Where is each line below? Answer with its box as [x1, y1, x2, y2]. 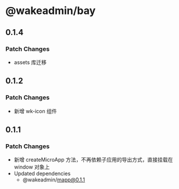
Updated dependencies [13, 170, 71, 177]
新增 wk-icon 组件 [13, 107, 57, 114]
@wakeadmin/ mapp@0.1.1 [22, 176, 85, 183]
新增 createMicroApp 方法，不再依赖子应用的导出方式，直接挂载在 [13, 156, 173, 163]
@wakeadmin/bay [5, 4, 96, 17]
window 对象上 [13, 163, 50, 170]
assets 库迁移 [13, 58, 47, 65]
